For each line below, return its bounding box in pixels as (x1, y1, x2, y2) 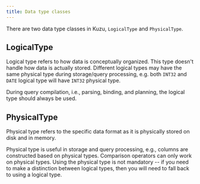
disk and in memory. (6, 135, 57, 142)
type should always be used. (6, 95, 77, 102)
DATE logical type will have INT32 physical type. (6, 77, 121, 84)
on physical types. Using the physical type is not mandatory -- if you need (6, 158, 189, 166)
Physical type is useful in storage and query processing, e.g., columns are (6, 146, 189, 153)
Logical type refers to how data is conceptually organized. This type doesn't (6, 58, 194, 66)
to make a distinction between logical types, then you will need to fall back (6, 165, 190, 172)
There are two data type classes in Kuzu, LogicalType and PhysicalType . (6, 25, 183, 32)
